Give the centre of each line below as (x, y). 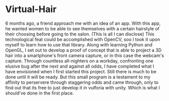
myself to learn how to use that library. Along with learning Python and (79, 44)
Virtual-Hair (31, 9)
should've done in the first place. (40, 93)
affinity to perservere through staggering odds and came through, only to (82, 82)
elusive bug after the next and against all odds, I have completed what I (80, 66)
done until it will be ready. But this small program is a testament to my (78, 77)
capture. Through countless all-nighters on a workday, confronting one (79, 61)
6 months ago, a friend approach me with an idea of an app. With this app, (83, 23)
